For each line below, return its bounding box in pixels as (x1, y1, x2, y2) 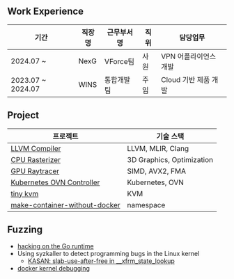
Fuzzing (7, 224, 43, 236)
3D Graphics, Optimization (127, 154, 214, 164)
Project (7, 109, 40, 121)
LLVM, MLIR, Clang (127, 143, 189, 153)
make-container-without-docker (10, 200, 120, 209)
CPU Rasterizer (10, 154, 61, 164)
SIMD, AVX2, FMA (127, 166, 187, 176)
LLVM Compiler (10, 143, 61, 153)
